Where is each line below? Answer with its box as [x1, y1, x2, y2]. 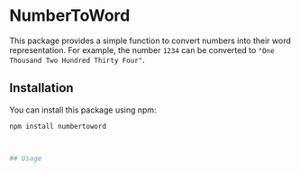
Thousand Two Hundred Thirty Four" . [9, 54, 146, 65]
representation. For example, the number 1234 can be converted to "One [9, 44, 275, 55]
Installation [9, 80, 74, 95]
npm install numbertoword [9, 122, 106, 131]
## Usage [9, 154, 42, 163]
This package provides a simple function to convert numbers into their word [9, 35, 291, 46]
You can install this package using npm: [9, 104, 157, 115]
